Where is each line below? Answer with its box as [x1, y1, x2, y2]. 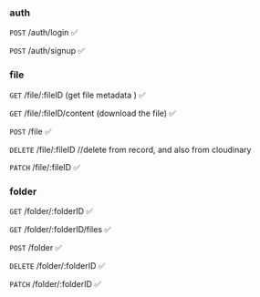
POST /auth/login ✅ [9, 27, 78, 38]
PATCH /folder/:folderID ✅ [9, 278, 102, 289]
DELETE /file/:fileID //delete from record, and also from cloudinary [9, 144, 252, 155]
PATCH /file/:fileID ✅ [9, 161, 80, 172]
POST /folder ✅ [9, 241, 62, 252]
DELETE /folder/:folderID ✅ [9, 260, 106, 271]
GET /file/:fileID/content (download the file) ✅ [9, 108, 176, 118]
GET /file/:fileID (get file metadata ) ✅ [9, 89, 146, 100]
